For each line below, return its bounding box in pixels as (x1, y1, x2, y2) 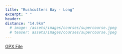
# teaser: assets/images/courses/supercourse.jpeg (9, 30, 117, 35)
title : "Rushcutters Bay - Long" (5, 7, 75, 12)
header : (5, 16, 21, 21)
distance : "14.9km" (5, 21, 46, 26)
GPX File (5, 44, 23, 49)
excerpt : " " (5, 12, 32, 17)
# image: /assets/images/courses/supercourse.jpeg (9, 26, 117, 30)
